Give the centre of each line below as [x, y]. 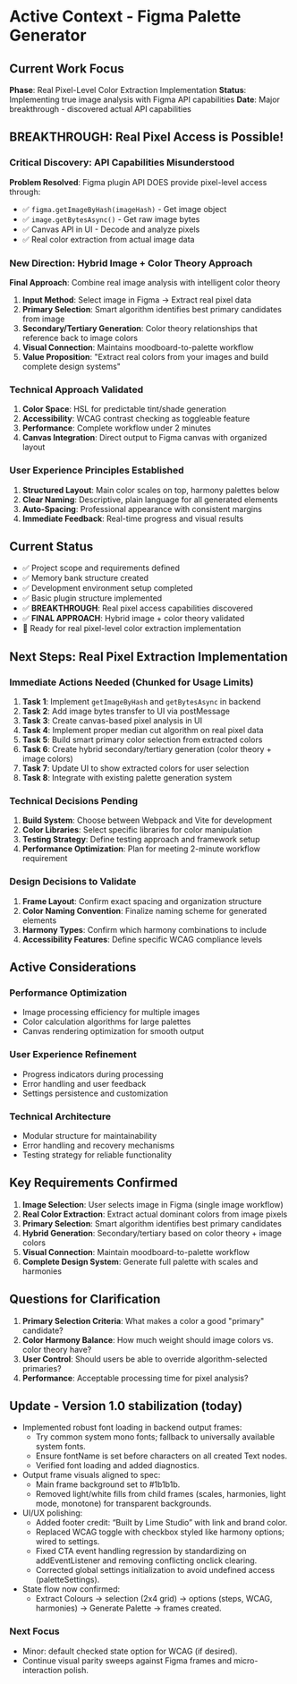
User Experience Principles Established [97, 470]
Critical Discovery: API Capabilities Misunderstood [122, 163]
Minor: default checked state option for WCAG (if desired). [130, 1651]
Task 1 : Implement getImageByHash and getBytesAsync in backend [141, 702]
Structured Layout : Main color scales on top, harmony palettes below [151, 490]
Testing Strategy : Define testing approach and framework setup [141, 840]
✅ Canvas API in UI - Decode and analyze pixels [111, 229]
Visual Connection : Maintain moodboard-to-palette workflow [136, 1252]
